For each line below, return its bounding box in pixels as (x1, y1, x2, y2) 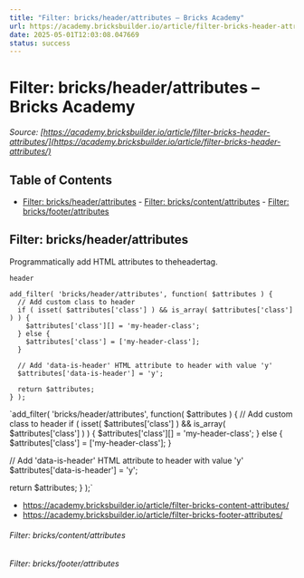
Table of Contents (9, 172, 113, 188)
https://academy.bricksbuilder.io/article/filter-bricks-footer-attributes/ (22, 509, 283, 520)
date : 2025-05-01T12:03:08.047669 (9, 30, 140, 39)
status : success (9, 38, 71, 48)
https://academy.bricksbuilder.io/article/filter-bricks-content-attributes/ (22, 499, 290, 510)
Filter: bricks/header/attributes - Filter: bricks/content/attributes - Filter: (22, 197, 290, 207)
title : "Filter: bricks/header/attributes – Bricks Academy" (9, 13, 245, 23)
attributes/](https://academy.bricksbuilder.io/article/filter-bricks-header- (9, 137, 281, 148)
